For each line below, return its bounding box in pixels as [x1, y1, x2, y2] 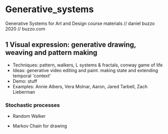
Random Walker [12, 113, 46, 119]
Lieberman [12, 89, 35, 95]
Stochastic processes [5, 102, 60, 109]
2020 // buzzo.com [5, 25, 46, 31]
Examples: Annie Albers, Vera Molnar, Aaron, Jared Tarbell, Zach [12, 83, 148, 89]
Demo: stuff [12, 78, 37, 84]
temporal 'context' [12, 73, 51, 79]
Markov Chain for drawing [12, 123, 67, 129]
